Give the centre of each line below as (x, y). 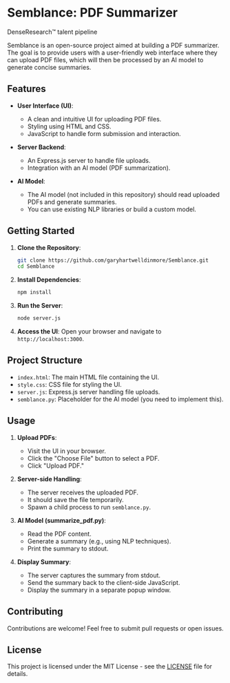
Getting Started (41, 231)
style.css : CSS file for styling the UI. (69, 384)
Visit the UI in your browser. (67, 451)
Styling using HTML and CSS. (69, 126)
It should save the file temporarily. (75, 499)
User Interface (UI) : (45, 106)
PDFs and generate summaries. (72, 202)
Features (27, 89)
